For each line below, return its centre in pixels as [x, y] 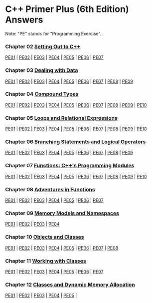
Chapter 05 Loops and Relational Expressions [62, 118]
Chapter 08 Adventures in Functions [50, 189]
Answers [24, 20]
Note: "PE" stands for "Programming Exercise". [53, 33]
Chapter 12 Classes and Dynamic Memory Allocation [70, 285]
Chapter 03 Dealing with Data [42, 70]
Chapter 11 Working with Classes [46, 261]
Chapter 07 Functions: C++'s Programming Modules [70, 166]
